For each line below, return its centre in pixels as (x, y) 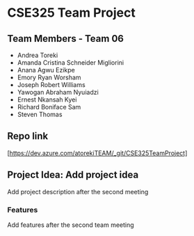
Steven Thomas (40, 114)
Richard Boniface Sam (49, 107)
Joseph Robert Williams (51, 85)
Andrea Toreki (38, 55)
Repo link (28, 136)
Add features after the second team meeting (71, 225)
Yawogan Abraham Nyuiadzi (58, 92)
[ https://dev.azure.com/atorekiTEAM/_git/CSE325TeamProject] (97, 153)
